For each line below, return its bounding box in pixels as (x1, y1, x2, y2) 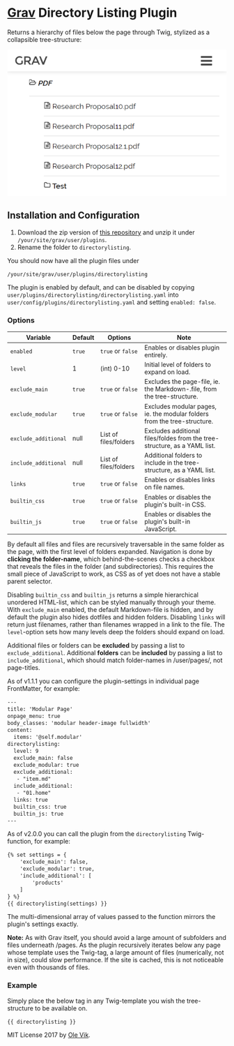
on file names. (144, 483, 185, 491)
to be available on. (34, 1003, 88, 1013)
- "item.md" (16, 776, 52, 783)
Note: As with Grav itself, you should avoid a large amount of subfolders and (7, 934, 226, 942)
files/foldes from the (144, 434, 203, 442)
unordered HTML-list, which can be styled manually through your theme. (7, 598, 216, 606)
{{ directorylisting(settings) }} (7, 900, 108, 908)
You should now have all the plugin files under (7, 256, 139, 264)
